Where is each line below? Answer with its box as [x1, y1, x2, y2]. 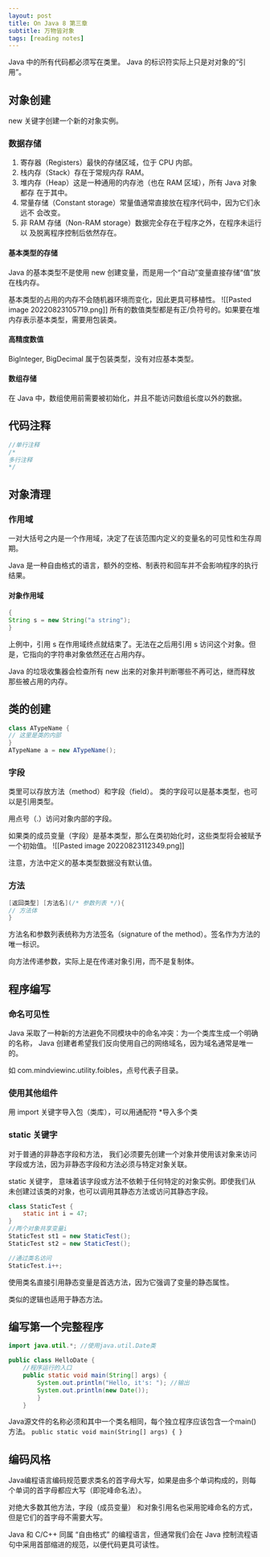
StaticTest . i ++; [8, 1261, 63, 1270]
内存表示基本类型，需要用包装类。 [8, 314, 121, 324]
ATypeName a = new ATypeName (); [8, 747, 117, 755]
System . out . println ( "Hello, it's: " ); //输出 [37, 1379, 190, 1387]
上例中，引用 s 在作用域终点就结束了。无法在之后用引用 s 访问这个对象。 [8, 639, 249, 649]
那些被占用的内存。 [8, 676, 72, 686]
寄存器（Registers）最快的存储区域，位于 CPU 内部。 [19, 158, 197, 167]
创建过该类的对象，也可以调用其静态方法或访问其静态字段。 [14, 1186, 213, 1196]
